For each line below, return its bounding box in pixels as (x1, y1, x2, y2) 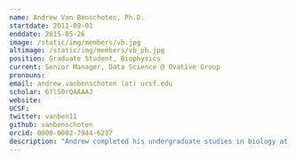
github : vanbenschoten (9, 121, 93, 130)
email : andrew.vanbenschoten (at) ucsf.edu (9, 79, 173, 88)
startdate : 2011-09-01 (9, 21, 93, 30)
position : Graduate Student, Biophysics (9, 54, 162, 63)
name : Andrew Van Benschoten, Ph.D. (9, 12, 145, 22)
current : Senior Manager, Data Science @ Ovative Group (9, 63, 220, 72)
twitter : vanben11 (9, 112, 77, 121)
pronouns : (9, 71, 46, 80)
